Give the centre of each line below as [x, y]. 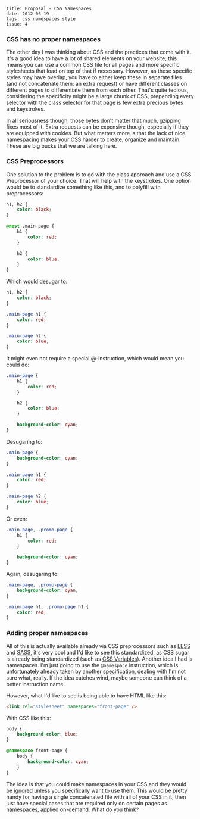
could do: [18, 365]
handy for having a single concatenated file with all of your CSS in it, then [96, 797]
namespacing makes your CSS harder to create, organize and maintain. [93, 139]
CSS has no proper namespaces [54, 39]
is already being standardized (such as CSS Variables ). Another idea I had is [99, 659]
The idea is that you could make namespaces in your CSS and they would [96, 784]
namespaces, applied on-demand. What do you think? [73, 809]
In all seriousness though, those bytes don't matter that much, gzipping [94, 121]
